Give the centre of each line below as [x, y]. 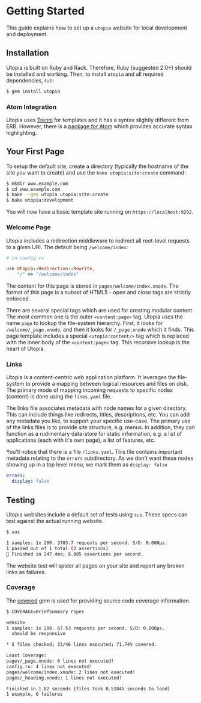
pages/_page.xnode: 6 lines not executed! [60, 661]
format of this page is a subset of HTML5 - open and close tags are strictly [98, 293]
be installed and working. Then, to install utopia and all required [85, 74]
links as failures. [26, 572]
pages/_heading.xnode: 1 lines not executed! [64, 678]
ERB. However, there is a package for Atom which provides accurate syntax [100, 126]
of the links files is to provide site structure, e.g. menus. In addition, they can [100, 427]
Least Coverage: [26, 655]
